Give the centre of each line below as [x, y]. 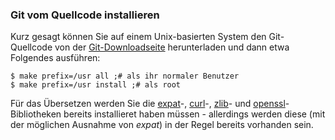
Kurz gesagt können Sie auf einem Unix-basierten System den [138, 37]
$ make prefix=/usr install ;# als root [96, 85]
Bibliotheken [36, 114]
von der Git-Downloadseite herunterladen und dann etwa [172, 47]
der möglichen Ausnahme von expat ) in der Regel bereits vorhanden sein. [162, 125]
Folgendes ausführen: [55, 58]
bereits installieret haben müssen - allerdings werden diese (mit [194, 114]
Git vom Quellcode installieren [85, 15]
